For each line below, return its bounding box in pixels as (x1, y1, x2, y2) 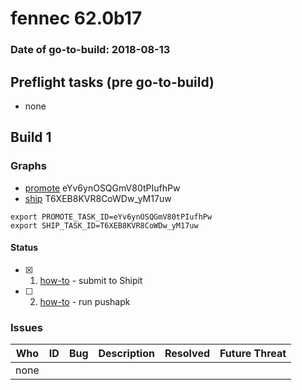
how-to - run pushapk (39, 295, 131, 307)
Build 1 (10, 129, 52, 146)
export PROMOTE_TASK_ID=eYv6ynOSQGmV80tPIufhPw (10, 212, 213, 222)
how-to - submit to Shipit (39, 274, 143, 286)
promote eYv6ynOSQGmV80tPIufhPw (24, 182, 181, 194)
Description (98, 347, 155, 361)
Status (10, 242, 39, 254)
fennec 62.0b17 (10, 7, 143, 30)
